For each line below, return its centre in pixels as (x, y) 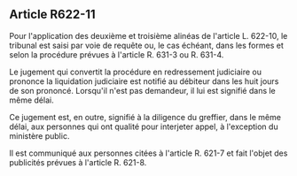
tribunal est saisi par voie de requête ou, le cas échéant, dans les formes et (146, 45)
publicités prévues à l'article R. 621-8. (78, 162)
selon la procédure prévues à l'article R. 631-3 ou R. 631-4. (117, 54)
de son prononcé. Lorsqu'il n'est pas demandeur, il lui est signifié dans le (143, 90)
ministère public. (39, 135)
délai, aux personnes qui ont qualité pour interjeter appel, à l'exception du (144, 126)
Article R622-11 (52, 15)
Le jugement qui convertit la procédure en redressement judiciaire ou (135, 72)
